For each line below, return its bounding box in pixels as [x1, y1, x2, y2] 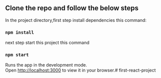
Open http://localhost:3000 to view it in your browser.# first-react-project [5, 67, 156, 74]
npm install [5, 29, 34, 35]
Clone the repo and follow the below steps [5, 4, 139, 12]
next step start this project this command [5, 40, 90, 46]
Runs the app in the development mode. [5, 62, 87, 68]
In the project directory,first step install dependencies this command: [5, 17, 147, 23]
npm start [5, 52, 29, 58]
